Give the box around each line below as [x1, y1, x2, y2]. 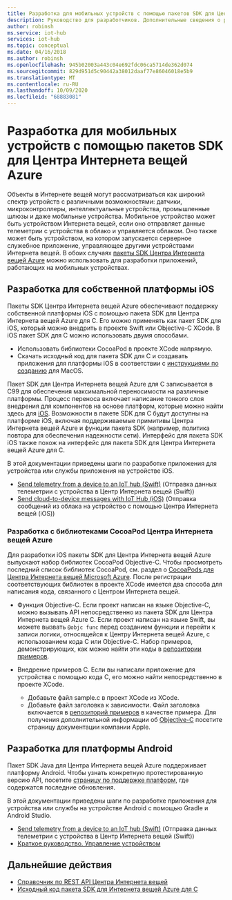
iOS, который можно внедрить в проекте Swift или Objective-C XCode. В [7, 324, 221, 332]
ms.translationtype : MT [7, 74, 76, 81]
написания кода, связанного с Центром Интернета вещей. [7, 587, 180, 596]
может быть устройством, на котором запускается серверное [7, 234, 192, 242]
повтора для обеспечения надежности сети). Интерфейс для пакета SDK [7, 431, 223, 439]
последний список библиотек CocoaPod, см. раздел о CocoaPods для [7, 565, 214, 574]
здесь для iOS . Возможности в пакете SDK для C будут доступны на [7, 409, 209, 418]
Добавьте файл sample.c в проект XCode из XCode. [27, 694, 180, 702]
